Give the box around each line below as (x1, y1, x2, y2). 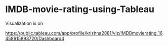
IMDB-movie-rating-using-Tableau (5, 4, 155, 15)
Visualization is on (5, 20, 43, 26)
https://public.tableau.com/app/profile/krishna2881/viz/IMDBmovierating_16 (5, 30, 163, 36)
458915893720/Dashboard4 (5, 35, 65, 41)
